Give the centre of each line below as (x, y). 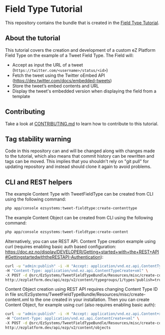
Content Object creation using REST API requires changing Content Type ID (82, 289)
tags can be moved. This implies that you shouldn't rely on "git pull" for (77, 162)
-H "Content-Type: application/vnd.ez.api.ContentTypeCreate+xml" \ (77, 270)
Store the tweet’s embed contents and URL (55, 86)
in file (11, 295)
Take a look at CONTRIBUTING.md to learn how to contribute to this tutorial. (82, 124)
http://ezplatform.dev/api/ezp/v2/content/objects (58, 328)
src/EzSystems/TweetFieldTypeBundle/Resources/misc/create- (81, 295)
